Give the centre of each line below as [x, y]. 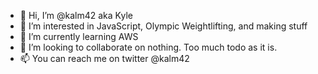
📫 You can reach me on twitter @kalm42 [104, 58]
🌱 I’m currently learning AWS [79, 36]
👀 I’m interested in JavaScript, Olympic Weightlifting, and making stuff [163, 26]
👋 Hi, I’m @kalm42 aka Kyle [76, 15]
